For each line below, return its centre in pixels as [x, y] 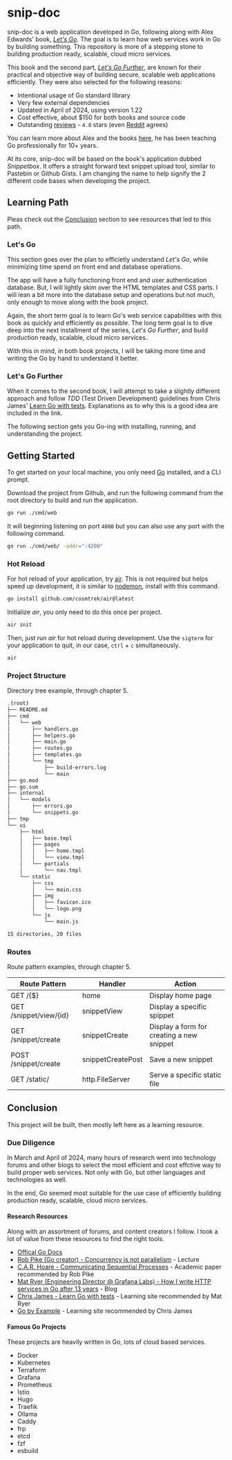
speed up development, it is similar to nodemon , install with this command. [113, 586]
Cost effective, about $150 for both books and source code [101, 117]
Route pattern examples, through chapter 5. [69, 967]
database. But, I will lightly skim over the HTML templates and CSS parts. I [113, 287]
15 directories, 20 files [44, 934]
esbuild [28, 1451]
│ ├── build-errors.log [57, 767]
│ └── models [29, 800]
